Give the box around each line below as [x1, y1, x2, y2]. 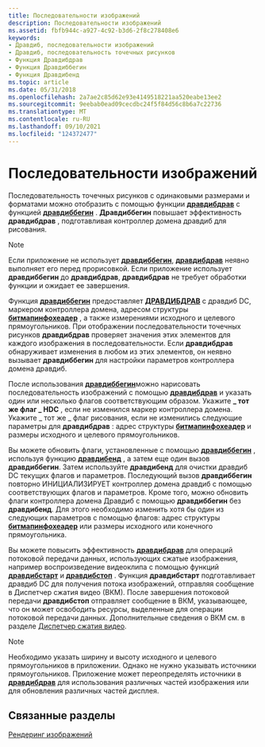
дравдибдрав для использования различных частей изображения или [8, 677, 249, 687]
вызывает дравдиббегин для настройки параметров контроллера [8, 355, 235, 364]
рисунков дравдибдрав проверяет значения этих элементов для [8, 329, 232, 339]
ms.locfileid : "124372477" [8, 130, 98, 138]
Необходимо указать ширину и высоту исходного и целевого [8, 652, 217, 661]
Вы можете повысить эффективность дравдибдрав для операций [8, 545, 233, 554]
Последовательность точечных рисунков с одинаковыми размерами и [8, 190, 250, 200]
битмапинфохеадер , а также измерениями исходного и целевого [8, 313, 236, 322]
